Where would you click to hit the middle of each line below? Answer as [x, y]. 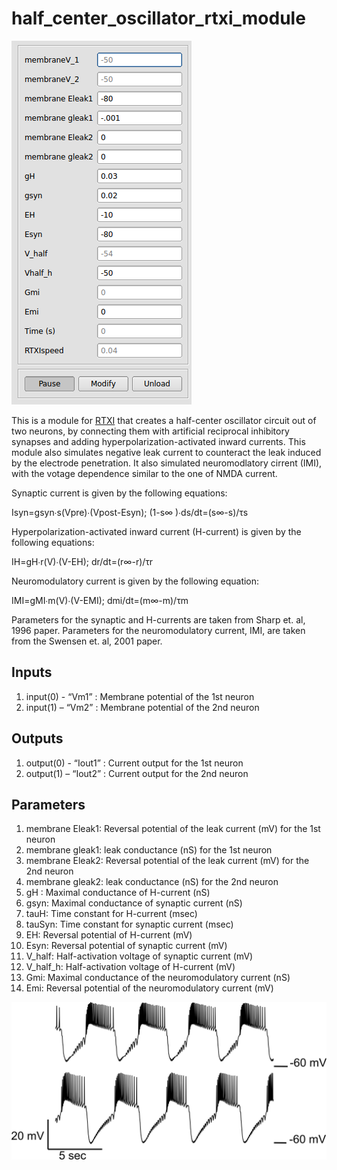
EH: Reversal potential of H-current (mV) [109, 935]
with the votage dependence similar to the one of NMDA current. [144, 473]
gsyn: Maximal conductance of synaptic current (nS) [134, 903]
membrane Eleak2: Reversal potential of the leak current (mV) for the [167, 861]
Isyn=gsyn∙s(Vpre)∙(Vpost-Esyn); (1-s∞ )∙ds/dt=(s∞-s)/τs [130, 512]
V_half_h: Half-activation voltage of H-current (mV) [130, 967]
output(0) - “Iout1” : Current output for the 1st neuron [134, 763]
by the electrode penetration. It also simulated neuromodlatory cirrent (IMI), [167, 463]
